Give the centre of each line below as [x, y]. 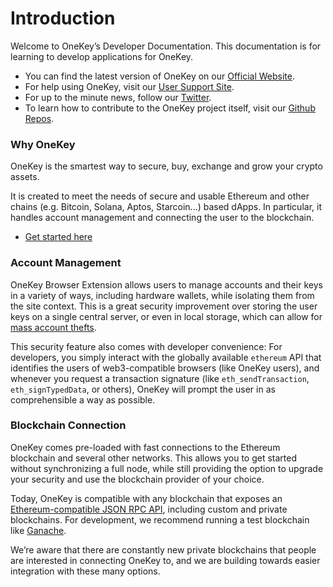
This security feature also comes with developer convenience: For [146, 346]
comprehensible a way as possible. [83, 399]
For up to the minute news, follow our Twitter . [118, 97]
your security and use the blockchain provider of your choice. [137, 479]
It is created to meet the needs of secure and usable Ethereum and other [160, 196]
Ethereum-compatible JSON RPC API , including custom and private [149, 509]
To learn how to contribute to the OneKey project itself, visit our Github [170, 108]
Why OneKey [43, 144]
